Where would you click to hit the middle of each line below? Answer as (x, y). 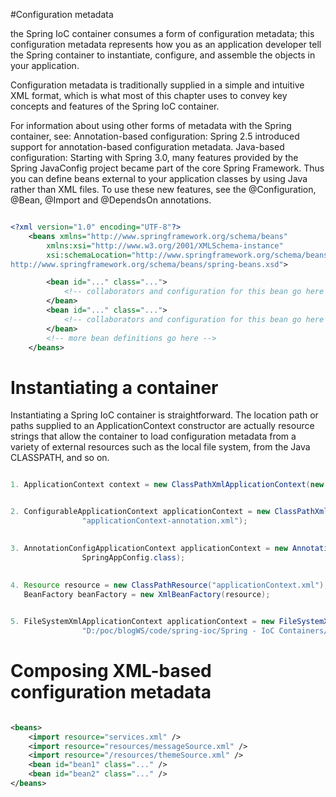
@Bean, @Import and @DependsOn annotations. (111, 200)
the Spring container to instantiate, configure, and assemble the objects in (163, 55)
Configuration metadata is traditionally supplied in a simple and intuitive (157, 85)
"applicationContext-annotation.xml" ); (164, 521)
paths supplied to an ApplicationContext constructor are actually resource (162, 426)
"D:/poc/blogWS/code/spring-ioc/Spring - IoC (178, 630)
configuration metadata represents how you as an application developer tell (166, 44)
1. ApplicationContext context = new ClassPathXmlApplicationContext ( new (167, 485)
